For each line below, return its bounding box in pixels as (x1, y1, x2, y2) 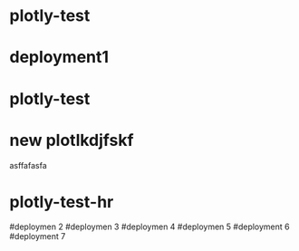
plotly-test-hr (9, 191, 114, 212)
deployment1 (9, 47, 110, 68)
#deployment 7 (9, 231, 66, 242)
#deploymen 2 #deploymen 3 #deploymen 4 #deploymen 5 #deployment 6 (9, 221, 290, 232)
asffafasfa (9, 159, 47, 170)
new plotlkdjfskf (9, 130, 134, 150)
